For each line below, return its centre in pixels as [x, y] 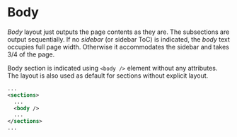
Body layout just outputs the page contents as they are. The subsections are [118, 32]
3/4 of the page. [31, 54]
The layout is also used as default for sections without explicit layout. [108, 76]
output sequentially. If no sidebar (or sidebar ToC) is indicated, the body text [118, 39]
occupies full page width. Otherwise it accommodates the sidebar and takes [118, 47]
